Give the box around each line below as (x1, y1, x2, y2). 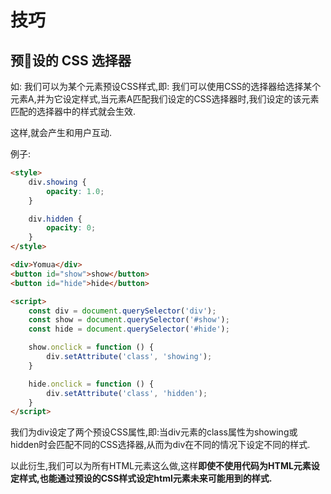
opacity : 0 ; (46, 223, 97, 233)
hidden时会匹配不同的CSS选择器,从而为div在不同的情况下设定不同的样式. (10, 439, 311, 451)
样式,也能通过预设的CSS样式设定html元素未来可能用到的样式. (18, 472, 273, 485)
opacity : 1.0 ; (46, 186, 105, 196)
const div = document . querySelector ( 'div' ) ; (28, 306, 217, 316)
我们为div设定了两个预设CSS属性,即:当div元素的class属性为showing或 (10, 426, 298, 438)
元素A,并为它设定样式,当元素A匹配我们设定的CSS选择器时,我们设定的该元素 (10, 93, 320, 105)
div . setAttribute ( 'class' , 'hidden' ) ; (46, 388, 208, 398)
